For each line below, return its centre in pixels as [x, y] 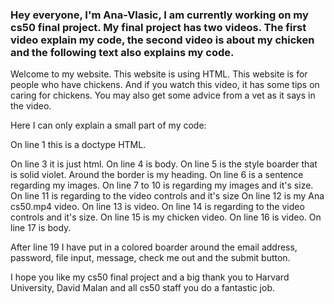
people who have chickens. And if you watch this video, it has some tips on [165, 85]
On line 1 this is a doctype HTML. [78, 145]
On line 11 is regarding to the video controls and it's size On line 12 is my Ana [167, 196]
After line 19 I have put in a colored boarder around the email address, [154, 247]
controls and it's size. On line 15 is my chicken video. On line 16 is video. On [166, 217]
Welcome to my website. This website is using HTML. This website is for [159, 74]
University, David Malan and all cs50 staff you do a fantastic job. [143, 288]
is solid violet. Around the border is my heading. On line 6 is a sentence [157, 175]
